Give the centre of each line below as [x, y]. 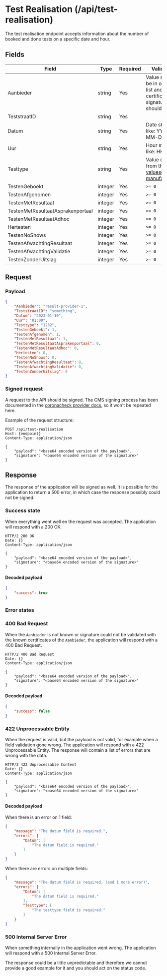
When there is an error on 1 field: [39, 817]
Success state [23, 510]
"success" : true [31, 593]
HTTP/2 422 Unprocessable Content [41, 764]
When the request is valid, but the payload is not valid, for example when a [82, 739]
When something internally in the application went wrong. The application [81, 948]
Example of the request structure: [40, 420]
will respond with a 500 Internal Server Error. [51, 953]
